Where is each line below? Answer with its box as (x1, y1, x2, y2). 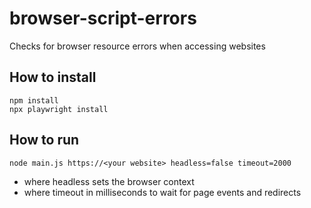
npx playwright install (9, 104, 109, 114)
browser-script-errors (9, 7, 197, 30)
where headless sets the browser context (23, 175, 195, 187)
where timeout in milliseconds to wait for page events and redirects (23, 186, 302, 198)
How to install (9, 69, 97, 86)
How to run (9, 132, 80, 149)
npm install (9, 95, 59, 106)
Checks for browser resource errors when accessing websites (9, 40, 266, 52)
